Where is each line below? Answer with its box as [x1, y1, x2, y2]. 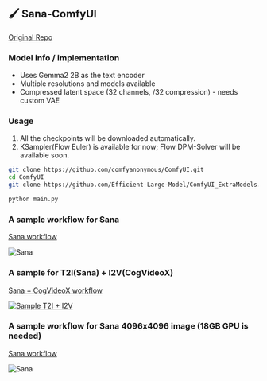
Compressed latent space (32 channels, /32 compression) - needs [19, 87, 238, 97]
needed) [8, 330, 42, 341]
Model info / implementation [8, 52, 120, 63]
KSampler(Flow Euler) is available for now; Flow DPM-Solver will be [19, 142, 241, 152]
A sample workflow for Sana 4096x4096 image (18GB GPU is [8, 321, 249, 332]
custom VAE [19, 95, 60, 106]
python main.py [8, 195, 59, 204]
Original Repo [8, 32, 53, 42]
